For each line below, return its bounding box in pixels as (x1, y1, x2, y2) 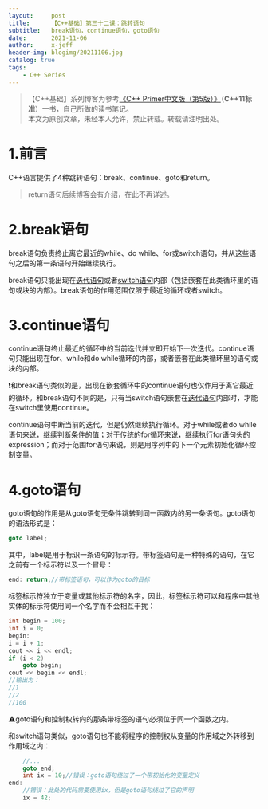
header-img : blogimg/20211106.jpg (8, 49, 124, 57)
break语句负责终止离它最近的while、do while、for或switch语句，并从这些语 (8, 248, 257, 257)
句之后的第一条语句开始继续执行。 (8, 258, 120, 268)
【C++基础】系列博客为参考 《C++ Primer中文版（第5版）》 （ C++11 (27, 93, 246, 104)
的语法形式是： (8, 519, 57, 528)
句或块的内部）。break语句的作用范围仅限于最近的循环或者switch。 (8, 285, 227, 295)
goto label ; (8, 535, 48, 543)
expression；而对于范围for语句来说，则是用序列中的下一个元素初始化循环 (8, 440, 250, 450)
